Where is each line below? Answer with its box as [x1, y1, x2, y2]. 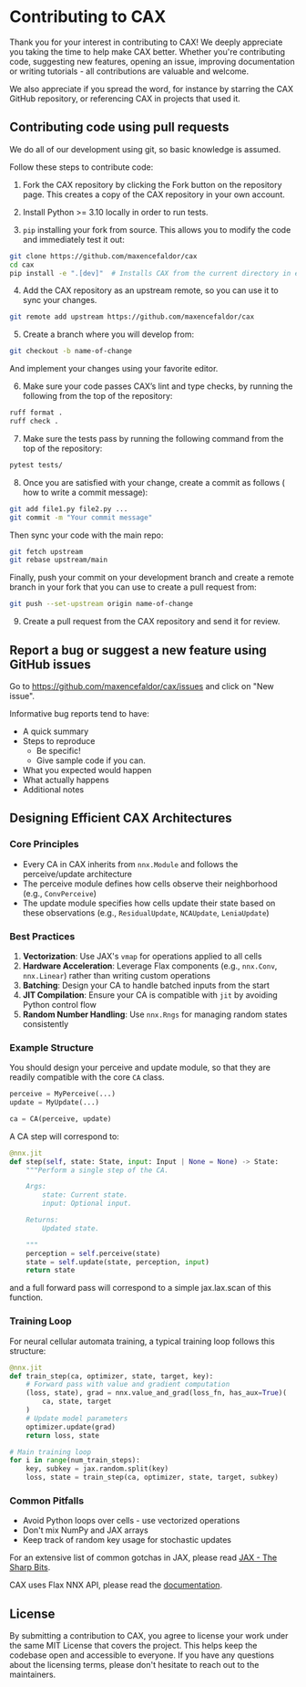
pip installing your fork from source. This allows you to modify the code [22, 224, 291, 235]
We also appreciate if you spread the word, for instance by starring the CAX [9, 83, 294, 94]
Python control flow [22, 999, 97, 1010]
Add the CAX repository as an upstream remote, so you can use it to [22, 285, 280, 296]
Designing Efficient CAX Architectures [9, 811, 232, 826]
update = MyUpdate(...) [9, 1098, 100, 1107]
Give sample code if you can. [36, 755, 146, 766]
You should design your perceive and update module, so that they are [9, 1062, 271, 1074]
